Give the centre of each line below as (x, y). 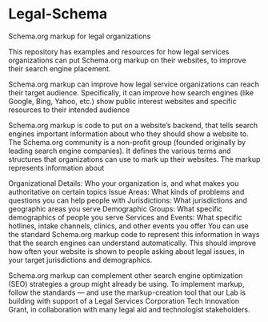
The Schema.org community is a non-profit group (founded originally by (127, 142)
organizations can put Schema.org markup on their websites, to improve (127, 60)
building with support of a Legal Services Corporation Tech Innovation (124, 300)
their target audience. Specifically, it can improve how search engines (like (131, 92)
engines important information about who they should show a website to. (129, 134)
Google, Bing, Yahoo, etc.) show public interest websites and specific (122, 101)
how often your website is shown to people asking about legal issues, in (127, 251)
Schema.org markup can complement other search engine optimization (126, 275)
